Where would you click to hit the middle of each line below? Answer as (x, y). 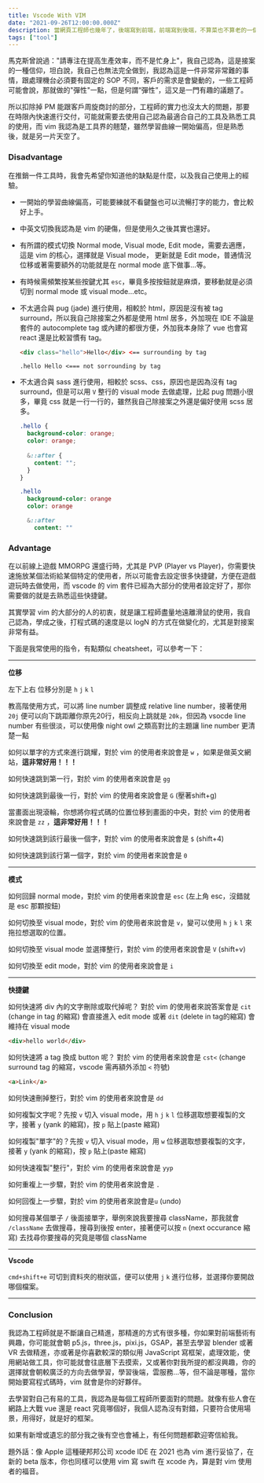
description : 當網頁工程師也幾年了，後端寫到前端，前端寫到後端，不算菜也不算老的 (128, 30)
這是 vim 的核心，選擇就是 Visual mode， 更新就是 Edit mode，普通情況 (135, 255)
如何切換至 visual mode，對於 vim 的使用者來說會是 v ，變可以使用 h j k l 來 (130, 923)
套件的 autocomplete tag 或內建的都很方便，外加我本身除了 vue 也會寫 (134, 328)
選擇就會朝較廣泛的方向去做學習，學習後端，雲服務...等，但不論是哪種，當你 (132, 1372)
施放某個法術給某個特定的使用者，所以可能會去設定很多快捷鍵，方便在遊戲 (135, 576)
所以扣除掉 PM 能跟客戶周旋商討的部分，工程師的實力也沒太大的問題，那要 (129, 107)
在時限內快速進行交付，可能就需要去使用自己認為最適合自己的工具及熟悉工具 (132, 117)
